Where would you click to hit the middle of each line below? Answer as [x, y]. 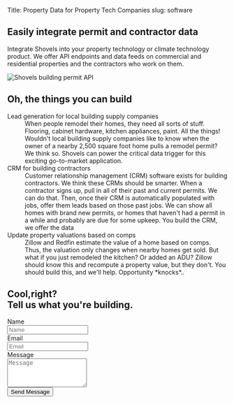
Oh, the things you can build [70, 100]
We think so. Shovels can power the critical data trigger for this [115, 153]
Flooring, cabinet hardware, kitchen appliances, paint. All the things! [123, 131]
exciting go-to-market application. [74, 161]
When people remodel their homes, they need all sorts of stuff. [115, 123]
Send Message [30, 392]
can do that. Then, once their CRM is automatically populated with [120, 198]
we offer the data [50, 227]
